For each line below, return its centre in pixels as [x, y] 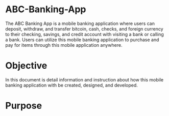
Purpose [24, 106]
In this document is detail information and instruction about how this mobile [84, 79]
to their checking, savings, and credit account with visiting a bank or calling [85, 34]
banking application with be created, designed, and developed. [71, 85]
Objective [26, 66]
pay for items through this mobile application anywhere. [64, 45]
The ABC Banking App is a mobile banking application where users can [80, 23]
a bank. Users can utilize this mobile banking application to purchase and [82, 40]
